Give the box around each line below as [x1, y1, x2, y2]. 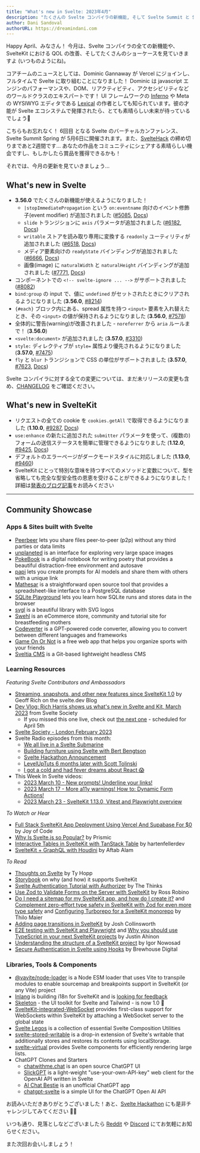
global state [14, 1018, 44, 1025]
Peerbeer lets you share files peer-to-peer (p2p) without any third [14, 536, 176, 543]
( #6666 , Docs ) [23, 255, 60, 262]
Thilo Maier [14, 913, 43, 921]
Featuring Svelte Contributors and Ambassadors [6, 678, 126, 686]
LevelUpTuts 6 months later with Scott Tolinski [23, 760, 137, 767]
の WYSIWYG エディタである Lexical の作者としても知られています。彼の [6, 100, 185, 107]
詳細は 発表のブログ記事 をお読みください [14, 481, 114, 489]
